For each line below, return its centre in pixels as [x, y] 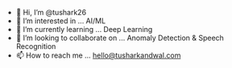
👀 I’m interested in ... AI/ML [61, 21]
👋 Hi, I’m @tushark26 [51, 12]
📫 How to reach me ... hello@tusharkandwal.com [98, 55]
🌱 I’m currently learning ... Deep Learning [84, 29]
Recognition [36, 46]
